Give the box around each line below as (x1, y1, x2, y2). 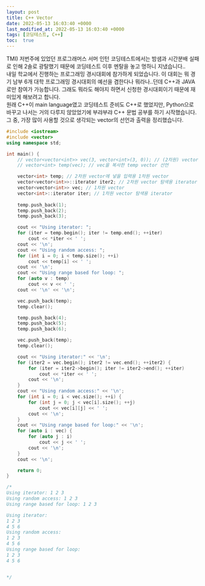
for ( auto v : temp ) (17, 276, 70, 282)
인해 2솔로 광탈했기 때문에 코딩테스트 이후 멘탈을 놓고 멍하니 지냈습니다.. (12, 62, 186, 70)
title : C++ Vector (6, 15, 53, 21)
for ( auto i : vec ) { (17, 428, 72, 434)
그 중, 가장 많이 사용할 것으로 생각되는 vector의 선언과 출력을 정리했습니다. (6, 116, 184, 123)
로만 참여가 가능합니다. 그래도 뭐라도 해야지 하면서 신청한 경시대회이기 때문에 (6, 86, 190, 92)
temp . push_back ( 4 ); (17, 315, 67, 321)
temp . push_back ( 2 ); (17, 208, 67, 214)
